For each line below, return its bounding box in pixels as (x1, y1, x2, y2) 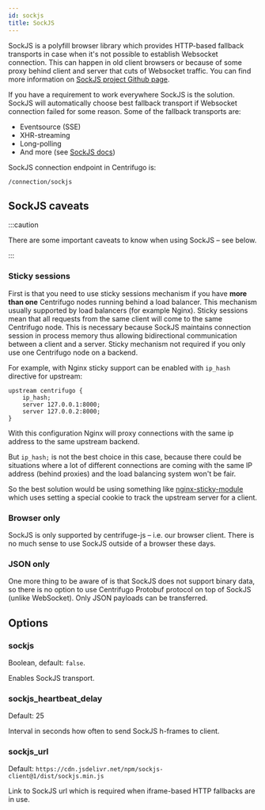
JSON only (8, 558, 50, 569)
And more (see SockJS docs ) (19, 147, 116, 157)
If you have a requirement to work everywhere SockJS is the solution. (8, 89, 235, 99)
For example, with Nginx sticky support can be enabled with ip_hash (8, 363, 231, 372)
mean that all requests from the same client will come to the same (8, 314, 223, 323)
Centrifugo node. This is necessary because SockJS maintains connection (8, 322, 252, 332)
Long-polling (19, 139, 62, 148)
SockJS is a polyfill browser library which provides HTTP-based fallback (8, 40, 244, 50)
